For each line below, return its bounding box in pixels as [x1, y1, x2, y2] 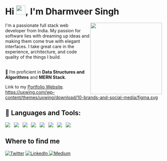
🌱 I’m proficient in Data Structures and [5, 69, 85, 75]
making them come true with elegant [5, 38, 81, 44]
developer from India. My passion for [5, 27, 81, 33]
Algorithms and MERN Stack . [5, 74, 66, 80]
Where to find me [5, 137, 60, 146]
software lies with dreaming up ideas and [5, 33, 89, 39]
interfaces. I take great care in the [5, 43, 75, 49]
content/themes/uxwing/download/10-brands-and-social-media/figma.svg [5, 94, 158, 100]
